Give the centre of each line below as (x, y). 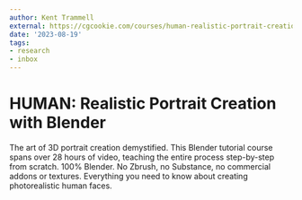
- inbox (24, 59)
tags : (19, 43)
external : (28, 26)
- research (30, 51)
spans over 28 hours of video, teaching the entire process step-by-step (142, 157)
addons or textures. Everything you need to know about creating (129, 176)
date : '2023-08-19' (46, 34)
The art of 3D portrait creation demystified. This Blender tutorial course (141, 147)
